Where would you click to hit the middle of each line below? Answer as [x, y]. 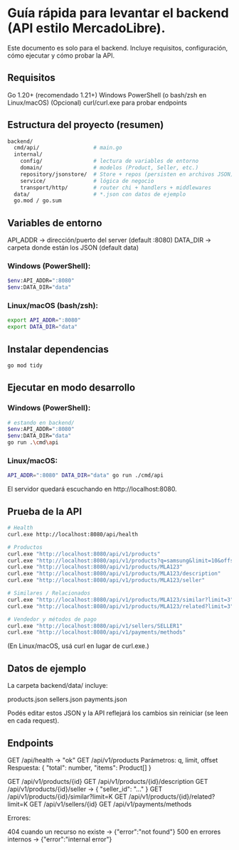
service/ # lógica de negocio [87, 181]
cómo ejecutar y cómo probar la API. [61, 55]
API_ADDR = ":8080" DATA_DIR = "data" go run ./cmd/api [85, 476]
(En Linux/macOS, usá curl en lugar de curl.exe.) [78, 646]
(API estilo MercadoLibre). [86, 28]
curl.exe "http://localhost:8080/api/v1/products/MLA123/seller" [106, 580]
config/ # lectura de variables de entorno [110, 161]
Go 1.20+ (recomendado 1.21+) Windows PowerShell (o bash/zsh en [107, 95]
